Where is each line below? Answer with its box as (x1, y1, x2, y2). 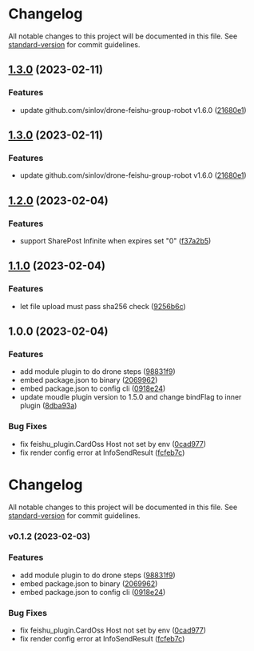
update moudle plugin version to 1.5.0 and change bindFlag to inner (19, 392, 242, 402)
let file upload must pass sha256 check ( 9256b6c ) (19, 301, 186, 311)
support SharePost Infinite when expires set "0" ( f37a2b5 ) (19, 236, 212, 245)
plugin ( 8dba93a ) (19, 401, 77, 411)
